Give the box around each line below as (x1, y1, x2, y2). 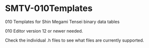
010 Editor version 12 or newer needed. (5, 28, 83, 34)
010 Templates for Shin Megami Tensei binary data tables (5, 19, 120, 24)
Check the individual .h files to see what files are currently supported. (5, 37, 144, 43)
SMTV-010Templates (5, 3, 93, 14)
